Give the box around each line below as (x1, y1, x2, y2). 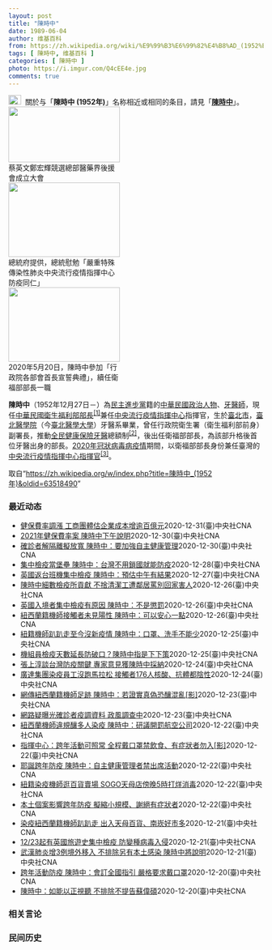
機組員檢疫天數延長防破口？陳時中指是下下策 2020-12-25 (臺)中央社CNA (19, 649, 258, 658)
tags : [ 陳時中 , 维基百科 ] (8, 49, 95, 58)
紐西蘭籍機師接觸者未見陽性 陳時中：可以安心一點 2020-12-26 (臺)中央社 (19, 610, 259, 620)
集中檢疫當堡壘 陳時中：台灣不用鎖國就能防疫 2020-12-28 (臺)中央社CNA (19, 560, 261, 569)
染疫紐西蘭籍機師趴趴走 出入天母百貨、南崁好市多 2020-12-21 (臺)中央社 (19, 818, 257, 828)
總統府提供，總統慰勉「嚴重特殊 (8, 257, 115, 267)
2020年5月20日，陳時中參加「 (8, 362, 111, 372)
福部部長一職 (8, 382, 51, 392)
